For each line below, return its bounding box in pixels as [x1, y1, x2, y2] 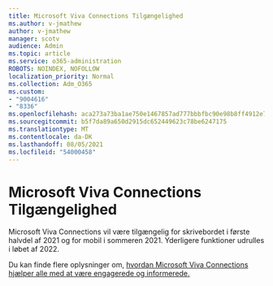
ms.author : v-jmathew [8, 19, 82, 28]
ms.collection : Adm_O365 [8, 80, 93, 88]
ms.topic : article [8, 50, 71, 58]
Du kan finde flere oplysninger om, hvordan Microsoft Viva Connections [8, 260, 249, 270]
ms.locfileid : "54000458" [8, 148, 96, 156]
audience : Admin [8, 42, 63, 50]
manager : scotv [8, 34, 60, 43]
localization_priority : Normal [8, 72, 115, 80]
